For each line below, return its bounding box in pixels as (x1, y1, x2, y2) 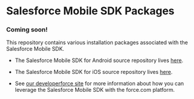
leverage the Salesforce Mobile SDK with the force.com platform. (14, 86, 175, 94)
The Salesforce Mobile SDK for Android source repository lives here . (14, 57, 184, 64)
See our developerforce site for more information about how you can (14, 80, 184, 87)
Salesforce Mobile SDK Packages (6, 4, 175, 18)
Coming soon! (6, 26, 48, 34)
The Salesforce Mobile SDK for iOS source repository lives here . (14, 69, 173, 76)
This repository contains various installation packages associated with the (6, 39, 188, 46)
